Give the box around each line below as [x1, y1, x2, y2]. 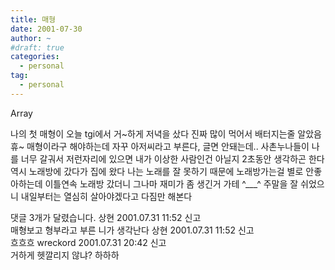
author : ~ [10, 33, 52, 43]
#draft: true [10, 42, 65, 53]
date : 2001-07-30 [10, 24, 83, 34]
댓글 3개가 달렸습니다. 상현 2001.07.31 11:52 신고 [10, 211, 202, 223]
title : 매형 [10, 14, 57, 25]
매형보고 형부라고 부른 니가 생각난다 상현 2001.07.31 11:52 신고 [10, 224, 255, 236]
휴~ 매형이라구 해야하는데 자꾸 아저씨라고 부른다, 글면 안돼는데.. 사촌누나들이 [10, 140, 310, 152]
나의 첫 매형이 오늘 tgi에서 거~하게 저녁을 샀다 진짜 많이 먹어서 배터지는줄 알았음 [10, 127, 322, 140]
